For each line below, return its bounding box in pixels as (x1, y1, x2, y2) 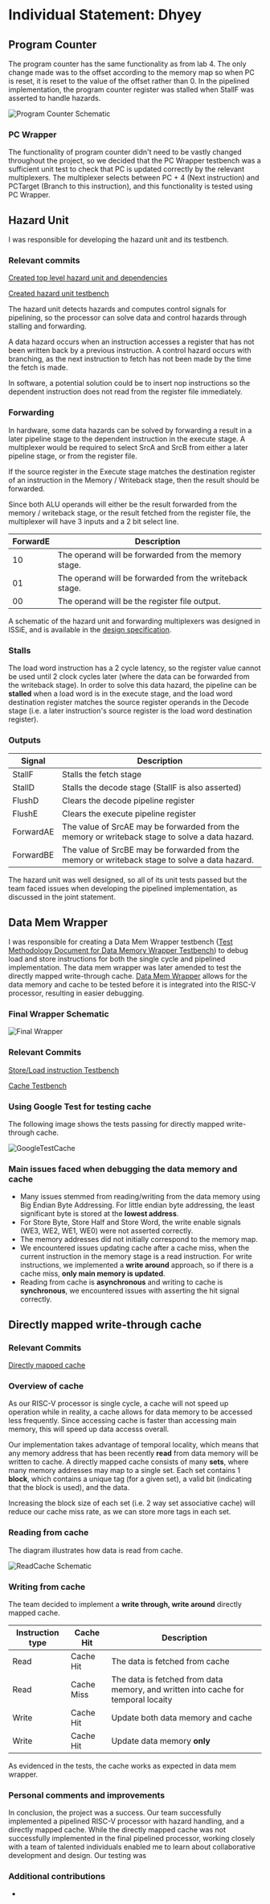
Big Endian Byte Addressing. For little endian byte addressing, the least (19, 1200, 256, 1210)
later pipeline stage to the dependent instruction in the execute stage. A (8, 433, 246, 444)
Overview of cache (8, 1380, 84, 1391)
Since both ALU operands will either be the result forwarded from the (8, 499, 237, 509)
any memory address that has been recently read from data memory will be (8, 1448, 259, 1459)
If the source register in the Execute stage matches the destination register (8, 466, 256, 476)
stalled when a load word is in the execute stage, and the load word (8, 689, 233, 698)
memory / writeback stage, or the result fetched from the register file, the (8, 507, 252, 517)
